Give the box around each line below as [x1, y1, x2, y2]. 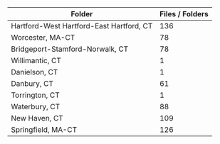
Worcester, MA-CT [11, 33, 75, 42]
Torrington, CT [11, 90, 60, 100]
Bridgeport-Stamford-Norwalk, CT [11, 44, 129, 54]
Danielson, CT [11, 67, 58, 77]
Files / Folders [159, 9, 209, 18]
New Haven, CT [11, 113, 64, 123]
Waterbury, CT [11, 102, 61, 111]
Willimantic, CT [11, 56, 62, 65]
